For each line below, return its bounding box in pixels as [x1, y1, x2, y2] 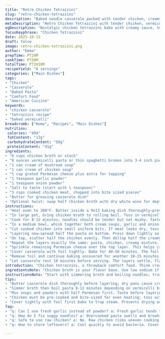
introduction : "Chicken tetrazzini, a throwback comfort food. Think [5, 263, 151, 268]
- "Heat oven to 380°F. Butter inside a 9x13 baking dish [5, 208, 126, 213]
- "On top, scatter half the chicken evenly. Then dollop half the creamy [5, 235, 162, 241]
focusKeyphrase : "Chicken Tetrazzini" [5, 30, 84, 35]
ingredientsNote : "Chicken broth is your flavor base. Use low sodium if [5, 267, 160, 273]
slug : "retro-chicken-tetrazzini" [5, 12, 76, 17]
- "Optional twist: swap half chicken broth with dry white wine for [5, 199, 151, 204]
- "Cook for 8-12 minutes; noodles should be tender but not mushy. [5, 217, 148, 223]
